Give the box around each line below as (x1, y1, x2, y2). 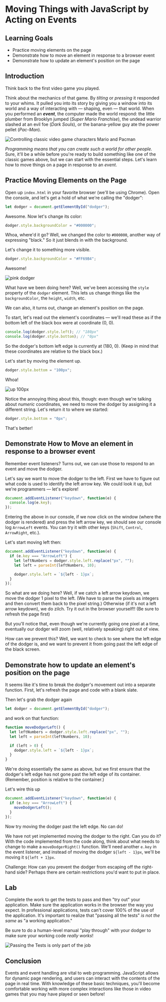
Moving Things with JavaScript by (5, 3, 149, 15)
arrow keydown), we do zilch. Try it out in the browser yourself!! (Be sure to (5, 606, 160, 612)
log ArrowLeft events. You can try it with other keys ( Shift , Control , (5, 524, 143, 530)
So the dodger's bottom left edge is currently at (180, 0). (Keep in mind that (5, 343, 159, 349)
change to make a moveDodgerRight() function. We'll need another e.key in (5, 843, 157, 849)
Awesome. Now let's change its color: (5, 213, 82, 219)
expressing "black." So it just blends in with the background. (5, 237, 128, 243)
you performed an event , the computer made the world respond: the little (5, 110, 155, 116)
